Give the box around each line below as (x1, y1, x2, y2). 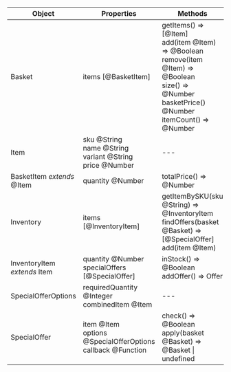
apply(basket (161, 328, 205, 338)
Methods (177, 9, 208, 18)
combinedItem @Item (82, 300, 153, 309)
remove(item (161, 55, 203, 64)
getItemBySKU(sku (161, 192, 223, 201)
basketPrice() (161, 98, 206, 107)
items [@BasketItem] (82, 72, 151, 81)
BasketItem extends (10, 172, 75, 181)
